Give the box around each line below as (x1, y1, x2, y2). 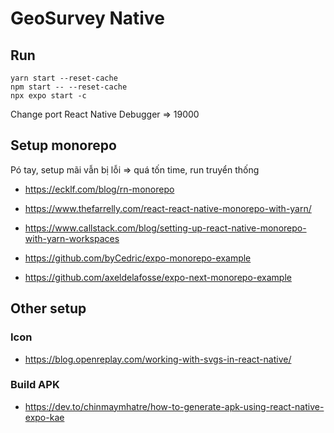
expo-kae (24, 411, 65, 423)
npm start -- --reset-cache (10, 82, 128, 92)
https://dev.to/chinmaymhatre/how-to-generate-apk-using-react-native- (24, 400, 325, 412)
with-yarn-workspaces (24, 232, 120, 244)
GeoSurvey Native (10, 7, 165, 30)
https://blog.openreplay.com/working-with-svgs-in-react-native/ (24, 353, 292, 365)
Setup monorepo (10, 137, 117, 154)
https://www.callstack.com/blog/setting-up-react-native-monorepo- (24, 222, 307, 234)
